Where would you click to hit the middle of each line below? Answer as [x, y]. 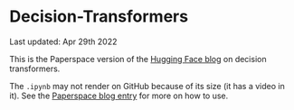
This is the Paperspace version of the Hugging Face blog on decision [138, 59]
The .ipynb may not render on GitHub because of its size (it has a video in [147, 86]
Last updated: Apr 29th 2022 [63, 41]
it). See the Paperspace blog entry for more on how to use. [119, 96]
